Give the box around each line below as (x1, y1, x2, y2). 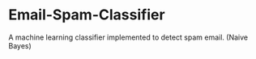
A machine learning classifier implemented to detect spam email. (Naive (8, 32, 249, 42)
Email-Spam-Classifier (8, 6, 165, 24)
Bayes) (8, 40, 32, 50)
